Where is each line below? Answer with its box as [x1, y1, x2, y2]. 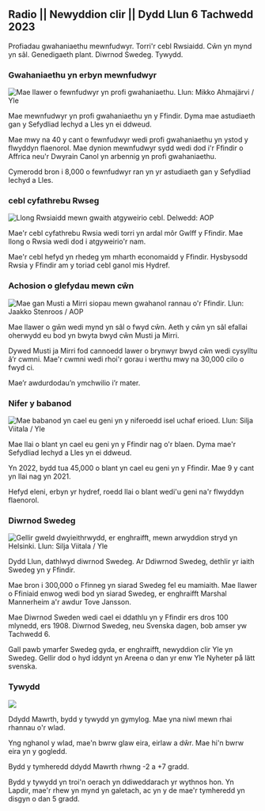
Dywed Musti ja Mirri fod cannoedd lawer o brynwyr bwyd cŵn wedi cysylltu [8, 346, 258, 355]
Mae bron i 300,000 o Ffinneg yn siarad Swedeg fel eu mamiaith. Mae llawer [8, 581, 257, 590]
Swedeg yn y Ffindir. [8, 565, 75, 574]
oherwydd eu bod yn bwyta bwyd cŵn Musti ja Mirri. [8, 330, 180, 340]
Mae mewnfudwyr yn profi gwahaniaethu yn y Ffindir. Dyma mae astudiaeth [8, 112, 256, 121]
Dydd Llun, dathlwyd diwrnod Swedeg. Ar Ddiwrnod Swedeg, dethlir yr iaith [8, 557, 255, 567]
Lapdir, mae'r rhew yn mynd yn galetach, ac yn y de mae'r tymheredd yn [8, 785, 245, 795]
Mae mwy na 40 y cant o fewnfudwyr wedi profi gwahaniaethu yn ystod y [8, 135, 249, 145]
